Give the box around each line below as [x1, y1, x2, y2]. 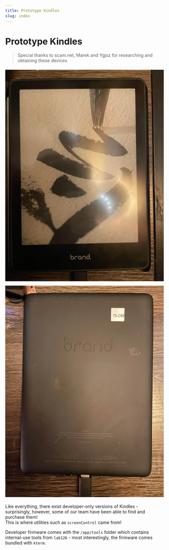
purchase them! [5, 514, 38, 520]
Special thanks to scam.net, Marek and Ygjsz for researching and [17, 52, 153, 58]
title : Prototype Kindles [5, 8, 59, 13]
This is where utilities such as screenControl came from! [5, 519, 122, 525]
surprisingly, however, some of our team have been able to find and [5, 509, 145, 515]
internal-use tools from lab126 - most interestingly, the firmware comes [5, 534, 153, 540]
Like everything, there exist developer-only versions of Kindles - [5, 503, 138, 510]
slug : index [5, 13, 30, 19]
